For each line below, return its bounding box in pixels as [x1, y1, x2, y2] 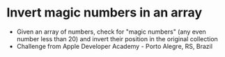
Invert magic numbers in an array [6, 5, 203, 21]
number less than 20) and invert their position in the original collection [16, 34, 219, 43]
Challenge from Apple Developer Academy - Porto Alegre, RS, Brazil [16, 42, 213, 50]
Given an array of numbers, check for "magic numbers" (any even [16, 27, 206, 36]
